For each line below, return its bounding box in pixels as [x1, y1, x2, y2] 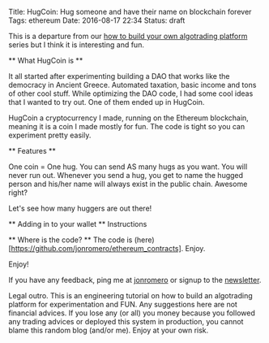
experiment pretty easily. [8, 130, 92, 140]
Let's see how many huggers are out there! [8, 203, 152, 213]
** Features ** [8, 146, 57, 155]
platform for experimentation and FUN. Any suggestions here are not [8, 300, 237, 309]
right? [8, 188, 28, 198]
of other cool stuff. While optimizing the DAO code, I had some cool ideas [8, 89, 254, 98]
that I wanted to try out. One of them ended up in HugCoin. [8, 98, 205, 106]
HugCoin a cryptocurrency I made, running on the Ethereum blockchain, [8, 113, 249, 123]
